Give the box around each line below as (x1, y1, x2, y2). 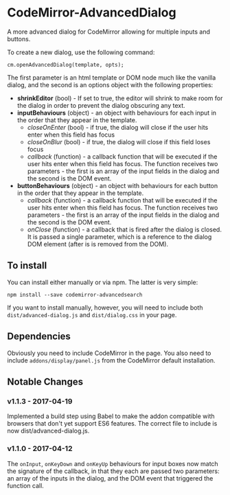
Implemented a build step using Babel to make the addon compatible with (7, 412, 215, 420)
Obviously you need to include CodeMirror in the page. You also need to (7, 349, 211, 357)
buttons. (7, 34, 31, 43)
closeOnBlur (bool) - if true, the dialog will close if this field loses (27, 137, 211, 146)
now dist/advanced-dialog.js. (7, 427, 90, 435)
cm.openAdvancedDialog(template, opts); (7, 61, 125, 68)
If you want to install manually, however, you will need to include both (7, 303, 203, 312)
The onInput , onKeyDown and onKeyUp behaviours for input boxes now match (7, 459, 218, 468)
